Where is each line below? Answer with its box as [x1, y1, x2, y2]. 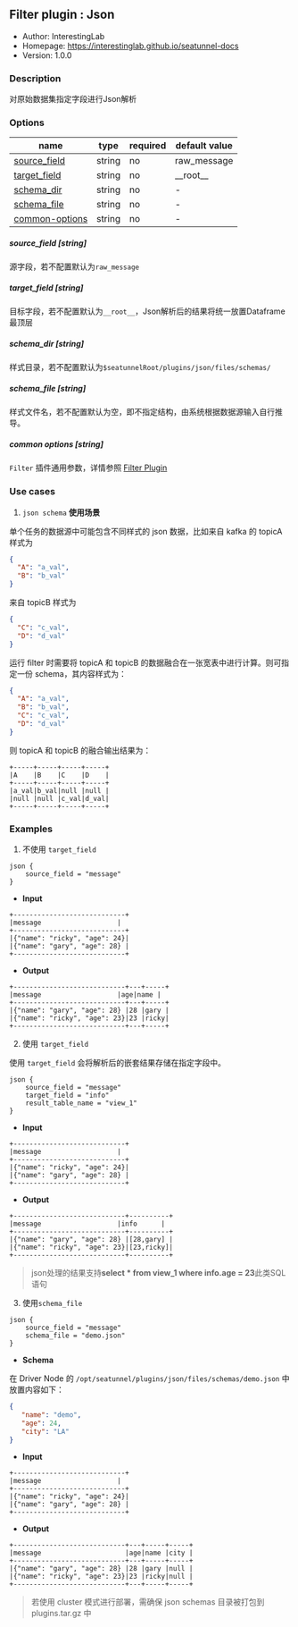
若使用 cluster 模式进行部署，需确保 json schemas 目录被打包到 [30, 1597, 265, 1607]
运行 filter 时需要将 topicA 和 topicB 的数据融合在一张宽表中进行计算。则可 [9, 657, 282, 668]
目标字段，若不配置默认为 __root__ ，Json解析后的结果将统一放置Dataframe [9, 306, 286, 316]
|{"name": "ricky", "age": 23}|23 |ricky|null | [9, 1572, 194, 1581]
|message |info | [9, 1219, 166, 1228]
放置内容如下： [9, 1385, 64, 1395]
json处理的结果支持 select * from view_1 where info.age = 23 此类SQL [30, 1268, 286, 1278]
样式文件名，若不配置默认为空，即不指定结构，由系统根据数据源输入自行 [9, 407, 275, 417]
